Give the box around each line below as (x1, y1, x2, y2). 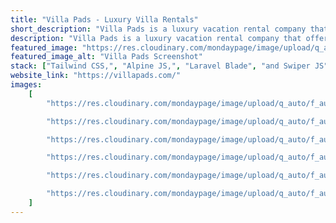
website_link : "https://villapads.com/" (10, 71, 182, 81)
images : (10, 80, 43, 90)
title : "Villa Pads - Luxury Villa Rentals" (10, 14, 199, 25)
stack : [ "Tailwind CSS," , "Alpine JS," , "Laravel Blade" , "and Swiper (10, 61, 311, 71)
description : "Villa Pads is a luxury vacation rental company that (10, 33, 302, 43)
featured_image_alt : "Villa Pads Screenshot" (10, 52, 203, 62)
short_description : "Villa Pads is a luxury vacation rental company (10, 24, 307, 34)
